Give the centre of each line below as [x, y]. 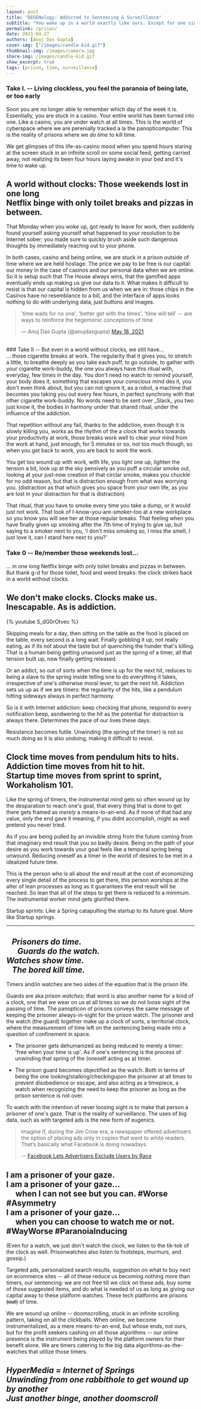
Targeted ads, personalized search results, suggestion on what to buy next [98, 1270]
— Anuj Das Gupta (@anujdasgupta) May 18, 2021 [82, 332]
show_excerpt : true [31, 62]
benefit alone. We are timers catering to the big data [70, 1345]
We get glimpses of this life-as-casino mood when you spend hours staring [99, 146]
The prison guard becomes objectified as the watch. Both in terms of [100, 1070]
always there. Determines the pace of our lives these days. [79, 720]
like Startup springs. [31, 917]
